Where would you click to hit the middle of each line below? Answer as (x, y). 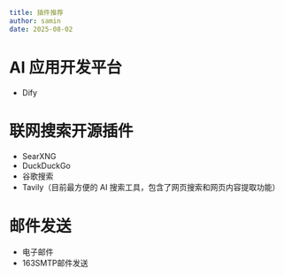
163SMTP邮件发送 (55, 263)
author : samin (35, 21)
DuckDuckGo (46, 165)
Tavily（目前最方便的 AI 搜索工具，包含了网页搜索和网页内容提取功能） (151, 187)
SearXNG (39, 156)
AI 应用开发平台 (65, 67)
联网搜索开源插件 (72, 130)
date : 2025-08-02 (41, 29)
